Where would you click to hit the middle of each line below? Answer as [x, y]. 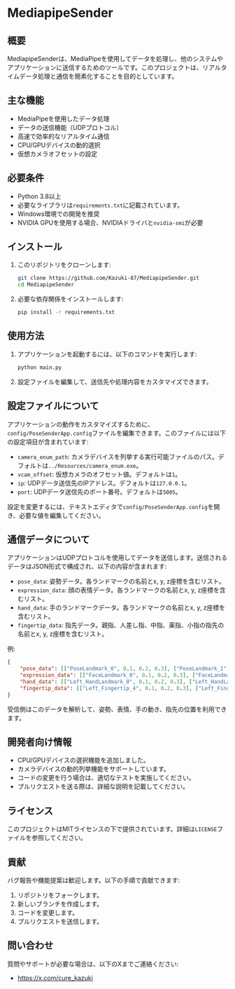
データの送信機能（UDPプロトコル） [70, 127]
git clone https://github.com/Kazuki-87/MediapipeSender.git [108, 278]
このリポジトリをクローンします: [64, 265]
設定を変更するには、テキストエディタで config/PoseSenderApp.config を [111, 506]
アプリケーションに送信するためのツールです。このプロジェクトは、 [105, 67]
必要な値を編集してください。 [62, 515]
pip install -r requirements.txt [66, 312]
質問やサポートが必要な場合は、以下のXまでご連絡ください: [93, 964]
